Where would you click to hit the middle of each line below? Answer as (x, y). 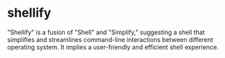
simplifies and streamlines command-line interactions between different (110, 39)
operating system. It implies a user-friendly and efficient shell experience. (113, 47)
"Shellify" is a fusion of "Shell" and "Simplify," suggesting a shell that (106, 32)
